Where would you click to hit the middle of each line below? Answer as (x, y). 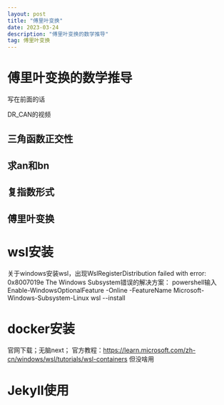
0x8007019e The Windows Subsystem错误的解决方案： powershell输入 (112, 282)
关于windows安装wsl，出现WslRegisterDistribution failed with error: (107, 273)
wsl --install (108, 298)
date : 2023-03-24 (33, 27)
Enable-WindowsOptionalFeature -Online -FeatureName (90, 290)
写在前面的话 (26, 99)
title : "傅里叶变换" (35, 21)
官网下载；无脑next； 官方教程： (55, 350)
